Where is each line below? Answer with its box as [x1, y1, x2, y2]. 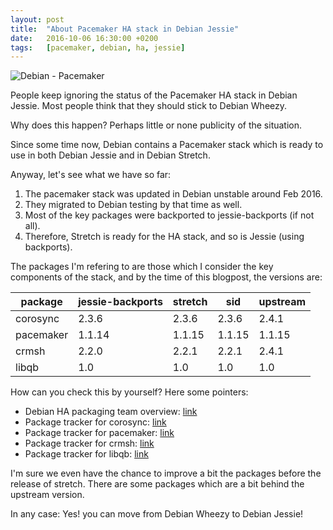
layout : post [10, 14, 65, 25]
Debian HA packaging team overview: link [24, 406, 198, 418]
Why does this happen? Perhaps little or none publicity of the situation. [10, 119, 303, 131]
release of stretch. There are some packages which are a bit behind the [10, 478, 305, 490]
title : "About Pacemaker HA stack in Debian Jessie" [10, 24, 240, 34]
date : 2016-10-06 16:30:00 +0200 [10, 33, 159, 43]
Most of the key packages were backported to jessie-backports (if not [24, 209, 315, 221]
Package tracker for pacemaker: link [24, 427, 175, 439]
